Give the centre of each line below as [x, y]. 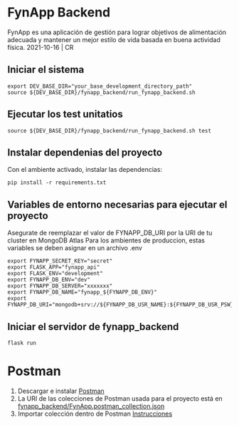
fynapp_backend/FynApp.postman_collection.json [91, 406]
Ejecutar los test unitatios [65, 114]
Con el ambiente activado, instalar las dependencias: [85, 170]
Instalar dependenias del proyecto [85, 152]
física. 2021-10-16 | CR [41, 47]
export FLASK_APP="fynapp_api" [54, 267]
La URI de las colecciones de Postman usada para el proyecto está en [120, 398]
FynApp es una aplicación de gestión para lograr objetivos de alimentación [117, 32]
